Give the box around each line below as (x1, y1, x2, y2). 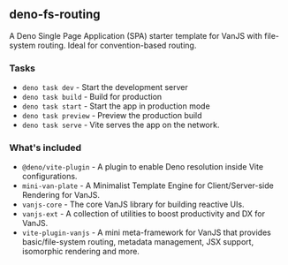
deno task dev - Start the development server (21, 82, 188, 93)
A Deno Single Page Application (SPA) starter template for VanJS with (9, 30, 263, 41)
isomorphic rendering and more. (21, 246, 140, 257)
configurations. (21, 171, 78, 182)
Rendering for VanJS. (21, 190, 100, 201)
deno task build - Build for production (21, 92, 163, 102)
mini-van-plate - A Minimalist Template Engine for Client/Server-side (21, 180, 274, 191)
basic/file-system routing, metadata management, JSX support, (21, 237, 254, 247)
